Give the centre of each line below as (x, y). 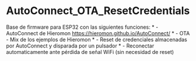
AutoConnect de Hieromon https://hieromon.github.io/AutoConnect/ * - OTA (98, 33)
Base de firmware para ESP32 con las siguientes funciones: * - (82, 27)
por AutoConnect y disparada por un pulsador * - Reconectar (80, 46)
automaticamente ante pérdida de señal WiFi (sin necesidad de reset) (90, 52)
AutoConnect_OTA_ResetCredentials (98, 11)
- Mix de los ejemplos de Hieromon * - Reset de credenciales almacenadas (97, 39)
